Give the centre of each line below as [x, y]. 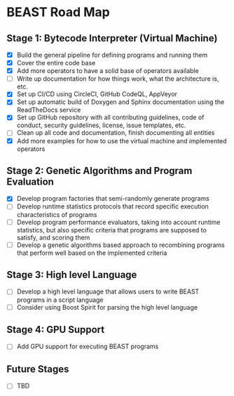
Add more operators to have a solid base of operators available [108, 71]
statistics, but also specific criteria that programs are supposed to [112, 230]
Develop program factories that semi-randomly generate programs [113, 199]
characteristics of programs [57, 214]
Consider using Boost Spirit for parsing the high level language [107, 307]
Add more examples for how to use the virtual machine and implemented [122, 140]
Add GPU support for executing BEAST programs [88, 346]
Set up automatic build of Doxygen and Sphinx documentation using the [121, 102]
